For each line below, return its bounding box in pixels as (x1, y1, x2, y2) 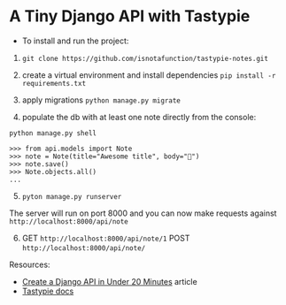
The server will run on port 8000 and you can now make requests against (9, 208, 277, 218)
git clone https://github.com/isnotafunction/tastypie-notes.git (21, 54, 268, 63)
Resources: (9, 259, 50, 270)
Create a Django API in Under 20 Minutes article (21, 276, 197, 286)
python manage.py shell (9, 128, 97, 138)
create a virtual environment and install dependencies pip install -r (21, 69, 276, 80)
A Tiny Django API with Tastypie (9, 6, 251, 27)
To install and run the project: (21, 35, 129, 46)
